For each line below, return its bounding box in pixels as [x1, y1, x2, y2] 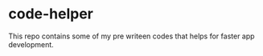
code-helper [8, 5, 94, 23]
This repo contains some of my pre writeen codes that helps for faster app [8, 31, 255, 41]
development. [8, 39, 54, 49]
